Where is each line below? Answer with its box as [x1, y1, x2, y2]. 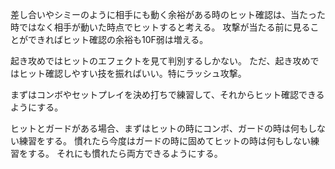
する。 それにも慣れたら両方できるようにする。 [27, 148, 223, 159]
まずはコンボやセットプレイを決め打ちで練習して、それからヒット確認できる [10, 89, 325, 100]
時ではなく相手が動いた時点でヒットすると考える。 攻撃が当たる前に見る [10, 21, 311, 33]
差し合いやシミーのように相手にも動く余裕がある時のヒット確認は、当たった [10, 9, 326, 20]
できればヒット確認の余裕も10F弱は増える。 [27, 34, 209, 45]
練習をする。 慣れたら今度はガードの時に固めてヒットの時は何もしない [18, 135, 311, 147]
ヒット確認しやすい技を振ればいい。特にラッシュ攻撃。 [18, 68, 247, 79]
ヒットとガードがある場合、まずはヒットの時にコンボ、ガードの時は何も [10, 123, 308, 134]
